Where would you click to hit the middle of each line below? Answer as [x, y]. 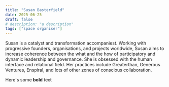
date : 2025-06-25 [24, 15]
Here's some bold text [28, 80]
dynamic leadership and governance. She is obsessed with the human [79, 59]
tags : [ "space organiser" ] [34, 29]
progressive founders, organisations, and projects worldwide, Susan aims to [85, 49]
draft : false [19, 19]
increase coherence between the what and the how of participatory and [80, 54]
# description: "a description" [39, 24]
